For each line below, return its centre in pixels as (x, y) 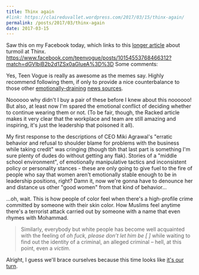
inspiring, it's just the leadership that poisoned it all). (70, 125)
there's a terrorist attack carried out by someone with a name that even (93, 211)
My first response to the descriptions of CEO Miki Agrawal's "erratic (89, 137)
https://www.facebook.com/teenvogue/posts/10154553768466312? (89, 58)
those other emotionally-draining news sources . (65, 88)
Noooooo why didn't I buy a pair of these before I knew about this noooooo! (99, 100)
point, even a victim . (45, 248)
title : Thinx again (30, 12)
